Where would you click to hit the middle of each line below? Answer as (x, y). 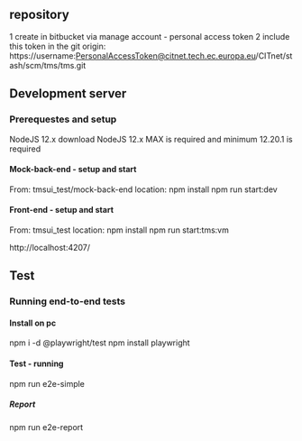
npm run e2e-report (46, 427)
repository (40, 15)
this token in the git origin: (58, 46)
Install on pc (33, 323)
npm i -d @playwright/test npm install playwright (100, 343)
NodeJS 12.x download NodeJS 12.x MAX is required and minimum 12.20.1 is (151, 139)
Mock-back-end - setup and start (73, 170)
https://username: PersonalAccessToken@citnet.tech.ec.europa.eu (133, 55)
